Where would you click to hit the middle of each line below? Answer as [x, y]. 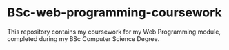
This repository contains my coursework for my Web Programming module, [114, 32]
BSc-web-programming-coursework [114, 13]
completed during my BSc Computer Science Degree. [83, 38]
